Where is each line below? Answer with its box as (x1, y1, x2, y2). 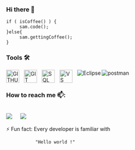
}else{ (6, 29, 22, 35)
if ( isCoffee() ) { (6, 19, 57, 25)
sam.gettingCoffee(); (19, 34, 73, 40)
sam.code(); (19, 24, 49, 30)
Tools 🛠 (6, 53, 30, 62)
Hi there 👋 (6, 5, 36, 14)
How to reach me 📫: (6, 91, 66, 99)
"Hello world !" (35, 139, 76, 145)
